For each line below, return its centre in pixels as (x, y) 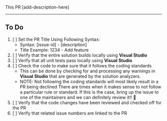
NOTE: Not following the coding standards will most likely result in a (89, 81)
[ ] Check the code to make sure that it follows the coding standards (82, 65)
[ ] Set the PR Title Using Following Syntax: (56, 39)
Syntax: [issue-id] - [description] (53, 45)
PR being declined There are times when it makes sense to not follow (90, 87)
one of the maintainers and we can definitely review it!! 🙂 (78, 97)
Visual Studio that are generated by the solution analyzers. (80, 76)
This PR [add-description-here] (37, 7)
